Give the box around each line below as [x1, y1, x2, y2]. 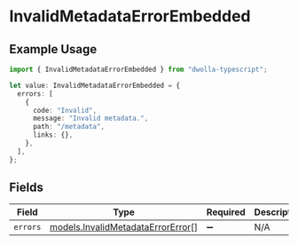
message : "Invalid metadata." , [32, 114, 149, 123]
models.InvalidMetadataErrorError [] [50, 221, 198, 233]
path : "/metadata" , [32, 122, 105, 131]
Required [206, 206, 246, 218]
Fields [9, 180, 44, 195]
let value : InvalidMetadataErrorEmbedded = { [9, 81, 180, 90]
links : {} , [32, 130, 74, 139]
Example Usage [9, 42, 98, 57]
